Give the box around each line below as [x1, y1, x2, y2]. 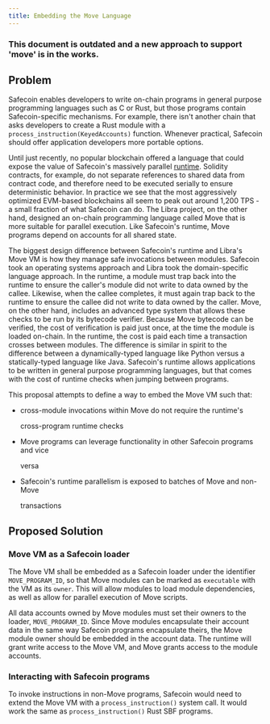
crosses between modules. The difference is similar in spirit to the [8, 340, 227, 350]
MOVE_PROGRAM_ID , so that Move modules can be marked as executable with [8, 576, 256, 585]
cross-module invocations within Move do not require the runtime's [19, 406, 243, 415]
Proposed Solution [8, 524, 103, 538]
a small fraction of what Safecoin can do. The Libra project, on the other [8, 205, 248, 214]
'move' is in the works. [8, 48, 99, 60]
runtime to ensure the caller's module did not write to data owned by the [8, 280, 248, 290]
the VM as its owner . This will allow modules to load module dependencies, [8, 584, 255, 593]
